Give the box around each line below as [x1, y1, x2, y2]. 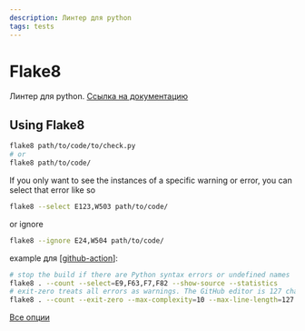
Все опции [9, 312, 50, 323]
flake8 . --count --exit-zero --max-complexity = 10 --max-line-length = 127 [9, 296, 295, 305]
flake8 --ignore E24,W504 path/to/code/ [9, 236, 165, 246]
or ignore [9, 218, 44, 229]
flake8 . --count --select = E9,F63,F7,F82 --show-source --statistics [9, 278, 279, 287]
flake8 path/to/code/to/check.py [9, 142, 136, 151]
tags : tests [9, 22, 54, 31]
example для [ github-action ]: [9, 252, 118, 264]
